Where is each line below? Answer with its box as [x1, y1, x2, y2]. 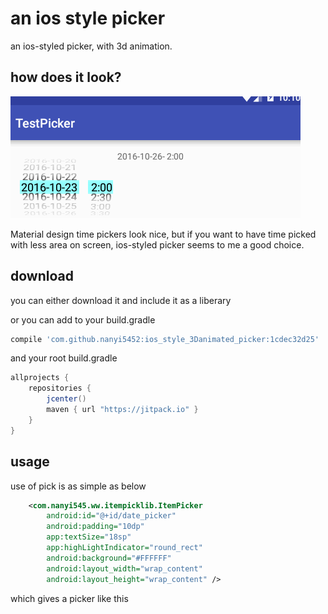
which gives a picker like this [10, 592, 129, 604]
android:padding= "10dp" [46, 522, 145, 532]
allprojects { [10, 373, 70, 383]
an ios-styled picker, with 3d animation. [10, 40, 173, 52]
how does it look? [10, 69, 122, 86]
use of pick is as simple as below [10, 480, 147, 492]
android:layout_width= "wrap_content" [46, 563, 203, 574]
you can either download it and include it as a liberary [10, 294, 232, 306]
